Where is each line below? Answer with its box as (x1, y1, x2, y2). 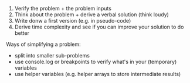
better (14, 30, 29, 37)
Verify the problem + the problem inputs (14, 5, 111, 12)
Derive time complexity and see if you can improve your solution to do (14, 23, 184, 30)
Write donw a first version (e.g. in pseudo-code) (14, 17, 131, 24)
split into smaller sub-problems (14, 52, 90, 59)
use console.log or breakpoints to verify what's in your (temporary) (14, 58, 177, 65)
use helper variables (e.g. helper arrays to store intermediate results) (14, 71, 181, 77)
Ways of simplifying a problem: (6, 41, 81, 48)
